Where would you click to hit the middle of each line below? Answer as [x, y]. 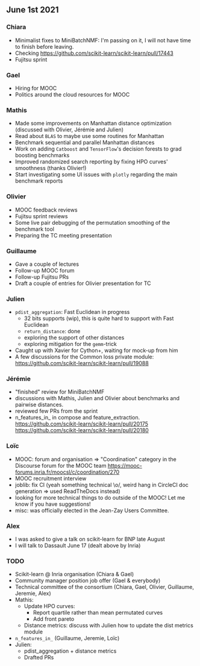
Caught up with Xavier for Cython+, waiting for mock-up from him [96, 350]
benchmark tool [34, 229]
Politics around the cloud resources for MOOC [72, 94]
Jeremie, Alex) [33, 594]
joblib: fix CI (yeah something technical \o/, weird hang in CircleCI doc [102, 485]
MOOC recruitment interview [51, 478]
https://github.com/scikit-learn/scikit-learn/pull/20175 [82, 424]
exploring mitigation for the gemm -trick [70, 344]
